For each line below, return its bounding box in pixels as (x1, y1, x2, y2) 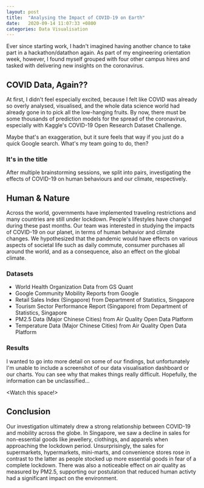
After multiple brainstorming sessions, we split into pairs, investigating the (6, 169, 191, 176)
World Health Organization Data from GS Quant (15, 284, 134, 291)
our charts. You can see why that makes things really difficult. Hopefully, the (6, 371, 197, 378)
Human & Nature (6, 193, 70, 203)
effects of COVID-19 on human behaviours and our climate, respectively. (6, 175, 188, 183)
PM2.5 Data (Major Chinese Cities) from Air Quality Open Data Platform (15, 316, 193, 323)
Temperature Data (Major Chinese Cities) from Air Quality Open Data (15, 322, 187, 329)
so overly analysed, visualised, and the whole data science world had (6, 102, 180, 110)
